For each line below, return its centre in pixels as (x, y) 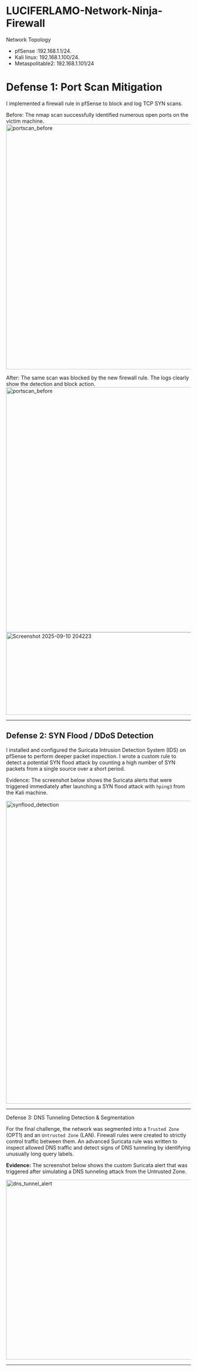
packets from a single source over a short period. (66, 768)
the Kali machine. (27, 792)
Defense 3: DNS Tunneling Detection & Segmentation (70, 1117)
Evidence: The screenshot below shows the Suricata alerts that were (89, 780)
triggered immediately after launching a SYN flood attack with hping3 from (96, 786)
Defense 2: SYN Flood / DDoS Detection (80, 736)
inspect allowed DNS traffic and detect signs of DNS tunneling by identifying (98, 1147)
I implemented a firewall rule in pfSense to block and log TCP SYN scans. (94, 103)
